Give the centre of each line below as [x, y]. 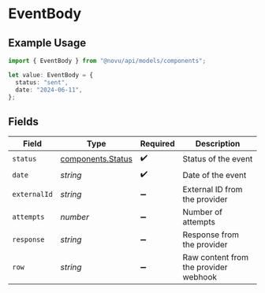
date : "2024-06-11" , [49, 90]
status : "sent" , [42, 82]
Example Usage [47, 43]
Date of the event [215, 175]
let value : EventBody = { [50, 75]
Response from [211, 235]
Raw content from [216, 258]
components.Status [96, 158]
